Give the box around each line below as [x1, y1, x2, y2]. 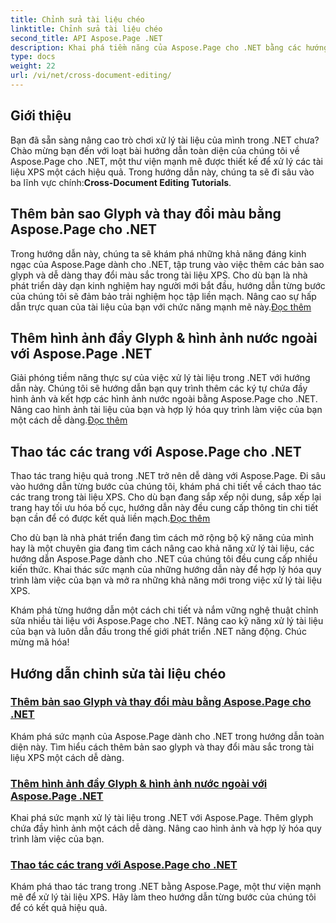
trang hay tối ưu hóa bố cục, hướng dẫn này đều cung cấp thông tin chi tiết [10, 502, 319, 514]
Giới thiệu [10, 107, 72, 125]
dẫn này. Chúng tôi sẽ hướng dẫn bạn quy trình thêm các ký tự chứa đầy [10, 382, 308, 395]
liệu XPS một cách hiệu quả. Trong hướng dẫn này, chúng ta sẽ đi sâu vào [10, 166, 315, 178]
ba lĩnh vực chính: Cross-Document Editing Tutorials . [10, 176, 232, 188]
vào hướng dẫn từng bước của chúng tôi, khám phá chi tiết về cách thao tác [10, 481, 322, 493]
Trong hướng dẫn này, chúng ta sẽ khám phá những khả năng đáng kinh [10, 247, 307, 260]
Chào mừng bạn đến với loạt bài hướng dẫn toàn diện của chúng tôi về [10, 144, 300, 156]
